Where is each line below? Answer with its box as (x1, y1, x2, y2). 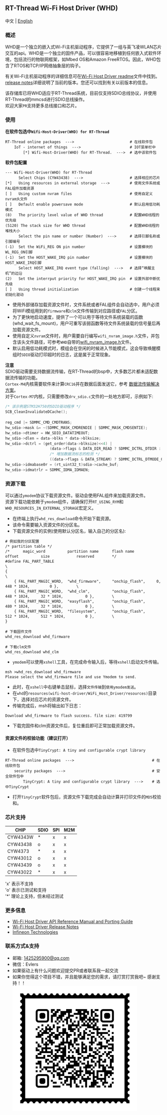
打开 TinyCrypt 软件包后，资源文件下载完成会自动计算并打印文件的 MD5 (12, 794, 153, 800)
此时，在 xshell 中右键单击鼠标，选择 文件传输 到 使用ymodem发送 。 (12, 684, 139, 690)
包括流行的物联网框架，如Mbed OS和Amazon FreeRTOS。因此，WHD (13, 56, 157, 62)
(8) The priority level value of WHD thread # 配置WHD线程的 (5, 212, 160, 218)
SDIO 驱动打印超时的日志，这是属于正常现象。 (21, 352, 113, 358)
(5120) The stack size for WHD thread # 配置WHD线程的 (5, 223, 160, 228)
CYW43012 (7, 855, 32, 861)
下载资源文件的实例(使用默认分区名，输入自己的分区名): (12, 528, 126, 534)
